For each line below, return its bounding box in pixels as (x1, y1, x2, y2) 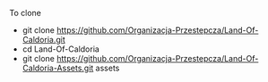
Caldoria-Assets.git (22, 62, 94, 73)
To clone (9, 8, 42, 18)
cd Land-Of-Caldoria (22, 44, 100, 54)
